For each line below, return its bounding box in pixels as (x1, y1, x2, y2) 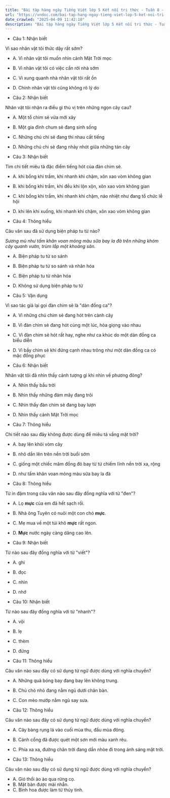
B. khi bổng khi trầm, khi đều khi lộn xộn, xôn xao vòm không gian (12, 183, 150, 190)
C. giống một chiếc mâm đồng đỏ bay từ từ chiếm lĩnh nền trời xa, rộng (12, 461, 160, 467)
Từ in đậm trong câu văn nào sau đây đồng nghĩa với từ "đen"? (5, 490, 136, 497)
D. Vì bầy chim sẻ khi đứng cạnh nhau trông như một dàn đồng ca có (12, 347, 156, 353)
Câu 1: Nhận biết (12, 36, 47, 42)
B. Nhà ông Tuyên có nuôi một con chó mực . (12, 510, 106, 516)
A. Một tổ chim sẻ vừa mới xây (12, 114, 76, 120)
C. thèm (12, 638, 29, 644)
